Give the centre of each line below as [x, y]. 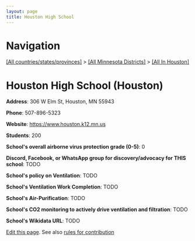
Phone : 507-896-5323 [34, 113]
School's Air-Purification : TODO [46, 198]
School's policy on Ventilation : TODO [52, 176]
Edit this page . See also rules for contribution [60, 232]
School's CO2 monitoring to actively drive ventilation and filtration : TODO [97, 209]
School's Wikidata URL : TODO [43, 221]
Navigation [33, 46]
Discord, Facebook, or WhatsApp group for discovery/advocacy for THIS [96, 158]
